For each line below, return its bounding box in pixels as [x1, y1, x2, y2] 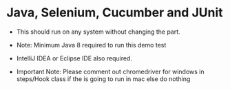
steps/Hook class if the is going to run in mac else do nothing [16, 74, 191, 83]
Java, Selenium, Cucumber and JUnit [6, 5, 223, 21]
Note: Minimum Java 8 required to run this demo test [16, 41, 167, 49]
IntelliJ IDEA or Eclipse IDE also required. [16, 54, 132, 63]
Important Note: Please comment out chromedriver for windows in [16, 67, 205, 76]
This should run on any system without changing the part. [16, 27, 180, 36]
